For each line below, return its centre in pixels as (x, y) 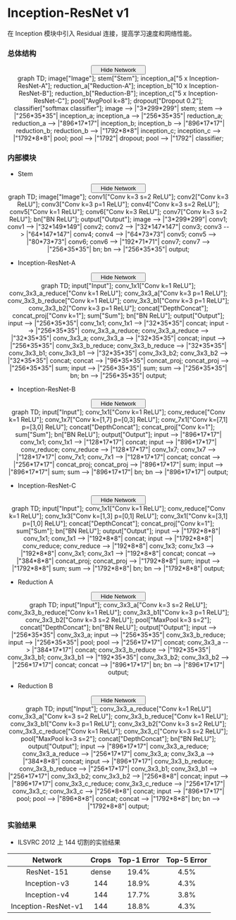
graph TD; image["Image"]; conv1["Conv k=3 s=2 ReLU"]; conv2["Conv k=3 (118, 197)
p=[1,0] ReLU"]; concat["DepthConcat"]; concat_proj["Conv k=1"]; (118, 523)
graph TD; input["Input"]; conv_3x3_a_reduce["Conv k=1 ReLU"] (118, 709)
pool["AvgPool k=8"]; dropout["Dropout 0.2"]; (137, 101)
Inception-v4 (47, 895)
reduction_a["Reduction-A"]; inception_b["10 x (121, 86)
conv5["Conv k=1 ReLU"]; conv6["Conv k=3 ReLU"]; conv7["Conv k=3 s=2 (118, 211)
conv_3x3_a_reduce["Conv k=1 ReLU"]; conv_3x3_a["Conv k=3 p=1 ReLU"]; (118, 293)
